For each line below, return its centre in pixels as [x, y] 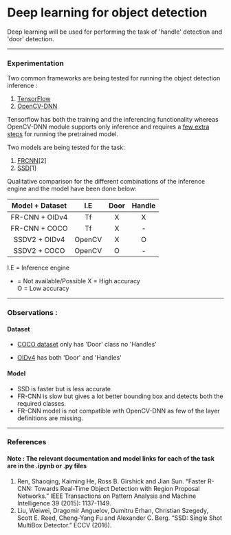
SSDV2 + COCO [39, 251]
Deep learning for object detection [107, 13]
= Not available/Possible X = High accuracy [79, 281]
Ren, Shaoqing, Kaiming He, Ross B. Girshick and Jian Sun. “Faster [111, 481]
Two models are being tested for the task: [66, 148]
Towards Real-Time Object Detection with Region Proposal [117, 488]
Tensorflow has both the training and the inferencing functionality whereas [113, 120]
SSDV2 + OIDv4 [39, 240]
